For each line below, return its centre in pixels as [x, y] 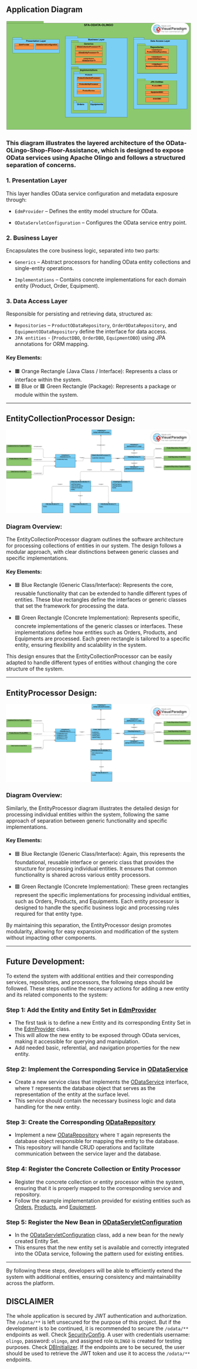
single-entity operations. [44, 268]
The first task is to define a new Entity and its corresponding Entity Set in [103, 1022]
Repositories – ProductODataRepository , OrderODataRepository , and [96, 325]
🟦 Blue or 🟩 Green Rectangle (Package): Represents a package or [95, 386]
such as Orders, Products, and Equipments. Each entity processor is [97, 901]
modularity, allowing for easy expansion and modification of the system [92, 931]
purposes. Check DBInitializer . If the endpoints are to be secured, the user [96, 1347]
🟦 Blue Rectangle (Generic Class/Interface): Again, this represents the [100, 853]
